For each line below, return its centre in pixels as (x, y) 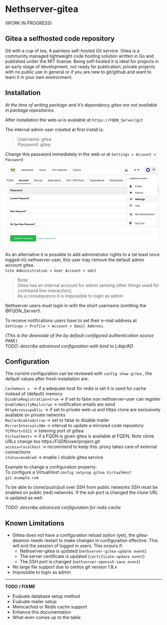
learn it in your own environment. (39, 77)
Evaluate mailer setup (35, 602)
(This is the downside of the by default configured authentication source (80, 335)
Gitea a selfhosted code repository (60, 39)
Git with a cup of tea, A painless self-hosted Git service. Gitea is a (72, 50)
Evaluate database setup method (46, 596)
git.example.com (22, 478)
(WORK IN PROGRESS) (29, 23)
